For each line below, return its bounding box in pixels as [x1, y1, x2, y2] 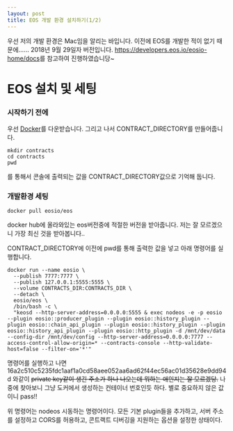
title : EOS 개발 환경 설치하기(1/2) [7, 17, 102, 24]
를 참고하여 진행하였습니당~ [39, 54, 115, 63]
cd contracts [7, 153, 45, 160]
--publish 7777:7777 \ [13, 273, 79, 280]
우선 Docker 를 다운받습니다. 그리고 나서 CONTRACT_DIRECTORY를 [7, 124, 193, 133]
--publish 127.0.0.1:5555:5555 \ [13, 279, 111, 286]
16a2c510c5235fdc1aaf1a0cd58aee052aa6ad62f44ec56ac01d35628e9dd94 [7, 366, 227, 375]
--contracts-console [100, 340, 160, 347]
